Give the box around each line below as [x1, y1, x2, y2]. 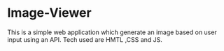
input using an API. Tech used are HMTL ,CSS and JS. [7, 35, 163, 43]
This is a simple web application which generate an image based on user [7, 28, 217, 36]
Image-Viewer [7, 5, 92, 21]
